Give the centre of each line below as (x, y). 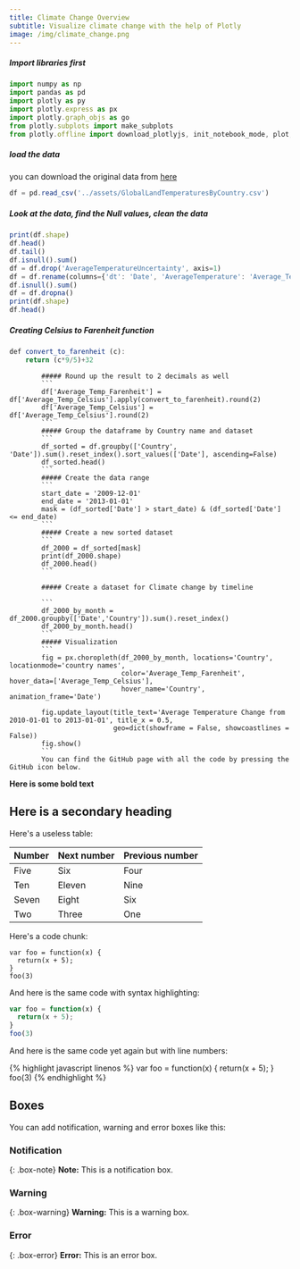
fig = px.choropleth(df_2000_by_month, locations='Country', (158, 658)
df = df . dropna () (42, 293)
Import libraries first (48, 63)
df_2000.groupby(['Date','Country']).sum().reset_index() (119, 618)
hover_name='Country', (163, 689)
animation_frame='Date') (55, 697)
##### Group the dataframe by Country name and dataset (147, 431)
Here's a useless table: (51, 833)
